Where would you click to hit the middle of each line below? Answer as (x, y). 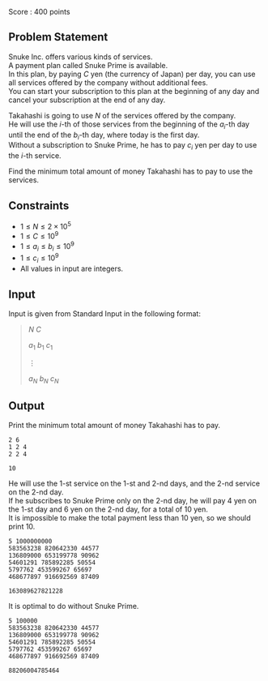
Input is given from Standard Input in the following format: (104, 314)
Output (26, 406)
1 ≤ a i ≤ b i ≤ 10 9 (47, 246)
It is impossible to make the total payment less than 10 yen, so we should (130, 518)
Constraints (39, 206)
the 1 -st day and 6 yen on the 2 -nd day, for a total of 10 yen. (108, 509)
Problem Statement (58, 37)
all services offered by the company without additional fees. (108, 82)
